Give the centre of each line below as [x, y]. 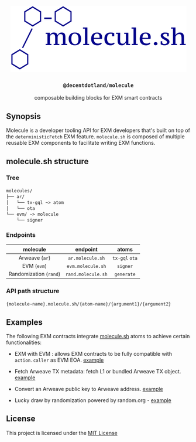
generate [125, 275]
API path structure [33, 291]
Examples [24, 322]
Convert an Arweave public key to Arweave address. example [89, 389]
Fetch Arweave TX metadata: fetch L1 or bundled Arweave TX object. [98, 371]
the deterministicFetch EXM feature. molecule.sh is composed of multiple [96, 137]
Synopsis [23, 116]
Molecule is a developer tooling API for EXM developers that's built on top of [98, 130]
